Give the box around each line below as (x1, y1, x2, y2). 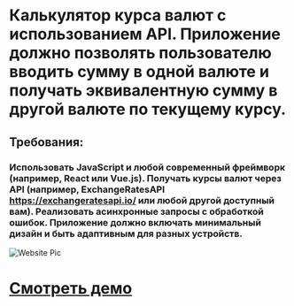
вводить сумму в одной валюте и (9, 62, 270, 82)
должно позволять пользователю (9, 43, 272, 63)
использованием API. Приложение (9, 24, 282, 44)
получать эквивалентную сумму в (9, 80, 278, 101)
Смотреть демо (9, 279, 133, 299)
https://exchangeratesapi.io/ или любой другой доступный (9, 194, 275, 206)
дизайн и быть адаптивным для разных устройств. (9, 227, 244, 240)
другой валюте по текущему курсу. (9, 99, 286, 119)
